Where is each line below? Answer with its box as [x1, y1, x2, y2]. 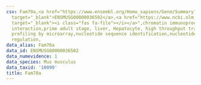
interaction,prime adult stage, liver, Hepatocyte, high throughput [11, 25, 186, 32]
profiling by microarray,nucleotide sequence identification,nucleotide [11, 31, 197, 37]
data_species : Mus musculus [6, 59, 77, 65]
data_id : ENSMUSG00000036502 [6, 48, 79, 54]
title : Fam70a [6, 70, 42, 76]
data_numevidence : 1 [6, 53, 58, 59]
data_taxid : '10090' [6, 64, 58, 71]
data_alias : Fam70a [6, 42, 55, 48]
